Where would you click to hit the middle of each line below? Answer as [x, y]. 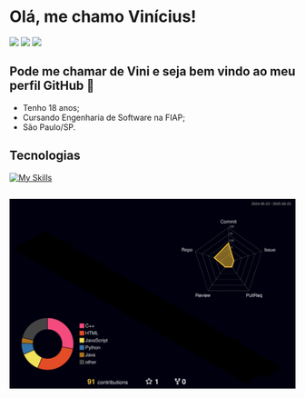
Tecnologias [45, 156]
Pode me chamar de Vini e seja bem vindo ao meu [152, 71]
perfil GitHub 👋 [52, 86]
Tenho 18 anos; [51, 107]
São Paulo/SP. [49, 127]
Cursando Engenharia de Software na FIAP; [104, 117]
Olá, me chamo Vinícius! [103, 17]
